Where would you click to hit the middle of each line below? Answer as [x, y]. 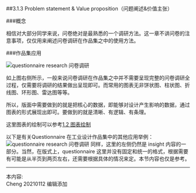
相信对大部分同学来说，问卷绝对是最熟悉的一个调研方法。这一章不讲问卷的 [95, 33]
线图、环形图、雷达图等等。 [39, 92]
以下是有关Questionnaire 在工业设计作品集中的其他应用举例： [80, 137]
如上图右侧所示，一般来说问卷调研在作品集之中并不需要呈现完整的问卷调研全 [98, 78]
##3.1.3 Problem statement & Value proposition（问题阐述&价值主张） [90, 8]
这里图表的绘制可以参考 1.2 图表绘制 [49, 124]
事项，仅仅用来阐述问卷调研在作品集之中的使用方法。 [75, 41]
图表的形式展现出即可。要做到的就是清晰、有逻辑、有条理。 [78, 112]
